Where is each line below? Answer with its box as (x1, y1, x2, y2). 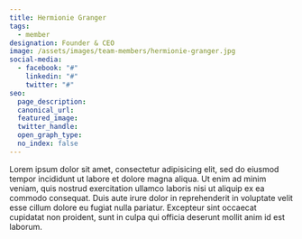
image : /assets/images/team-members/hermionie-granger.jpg (9, 47, 236, 56)
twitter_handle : (17, 123, 78, 132)
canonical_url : (17, 106, 75, 115)
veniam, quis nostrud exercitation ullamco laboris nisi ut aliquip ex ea (9, 182, 265, 194)
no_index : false (17, 139, 78, 148)
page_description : (17, 97, 87, 106)
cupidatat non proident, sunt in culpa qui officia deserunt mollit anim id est (9, 211, 286, 222)
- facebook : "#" (17, 64, 78, 73)
